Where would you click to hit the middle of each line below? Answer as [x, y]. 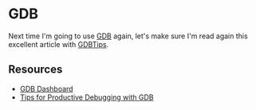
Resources [35, 70]
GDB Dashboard [46, 88]
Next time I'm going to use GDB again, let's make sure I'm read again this [128, 36]
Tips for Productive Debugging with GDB [87, 97]
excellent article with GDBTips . [59, 44]
